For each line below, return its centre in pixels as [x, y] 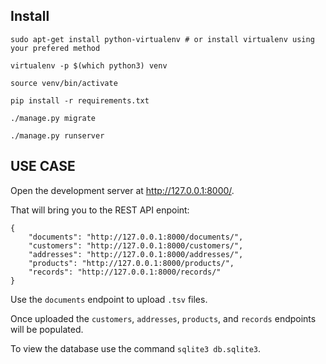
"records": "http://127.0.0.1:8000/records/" [125, 272]
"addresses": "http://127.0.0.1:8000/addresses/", [136, 254]
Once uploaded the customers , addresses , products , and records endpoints [163, 318]
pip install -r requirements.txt [80, 100]
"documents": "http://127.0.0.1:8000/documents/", [136, 237]
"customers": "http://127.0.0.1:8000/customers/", [136, 245]
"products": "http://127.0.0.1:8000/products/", [131, 263]
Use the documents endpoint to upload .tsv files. [109, 299]
